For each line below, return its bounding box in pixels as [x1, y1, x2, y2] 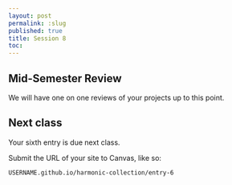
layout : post [8, 11, 52, 20]
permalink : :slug [8, 19, 67, 27]
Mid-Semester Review [8, 72, 122, 85]
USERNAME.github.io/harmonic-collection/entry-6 [8, 168, 174, 177]
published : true [8, 27, 63, 35]
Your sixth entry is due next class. [8, 138, 120, 147]
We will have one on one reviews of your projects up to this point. [8, 92, 225, 102]
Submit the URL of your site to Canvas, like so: [8, 153, 162, 162]
